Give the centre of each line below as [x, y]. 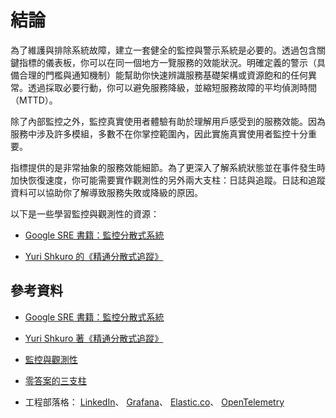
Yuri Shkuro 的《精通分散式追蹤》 [94, 256]
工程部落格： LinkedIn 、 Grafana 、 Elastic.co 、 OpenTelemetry [154, 402]
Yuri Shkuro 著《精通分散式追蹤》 [94, 338]
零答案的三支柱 [55, 380]
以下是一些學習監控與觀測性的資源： [85, 213]
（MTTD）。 [34, 100]
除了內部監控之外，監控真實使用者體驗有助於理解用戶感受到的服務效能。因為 [168, 121]
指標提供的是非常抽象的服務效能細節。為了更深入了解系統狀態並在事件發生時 [168, 167]
